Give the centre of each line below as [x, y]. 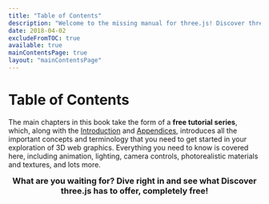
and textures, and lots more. [55, 164]
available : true [35, 46]
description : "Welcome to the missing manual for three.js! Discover [127, 23]
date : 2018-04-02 [37, 30]
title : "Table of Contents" [55, 16]
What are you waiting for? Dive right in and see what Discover [134, 181]
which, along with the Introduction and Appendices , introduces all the [123, 130]
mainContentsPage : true [48, 53]
